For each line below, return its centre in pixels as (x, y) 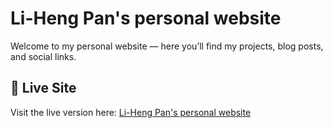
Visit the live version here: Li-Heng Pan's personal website (131, 112)
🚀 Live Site (43, 88)
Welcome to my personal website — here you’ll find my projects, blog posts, (167, 46)
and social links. (43, 56)
